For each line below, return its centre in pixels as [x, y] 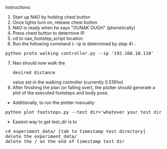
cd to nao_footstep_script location [48, 38]
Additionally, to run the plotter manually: [54, 102]
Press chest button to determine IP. [49, 33]
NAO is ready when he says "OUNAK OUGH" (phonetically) [74, 28]
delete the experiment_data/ [41, 136]
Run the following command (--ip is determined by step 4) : [74, 44]
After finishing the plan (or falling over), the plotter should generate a [84, 87]
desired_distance [34, 72]
